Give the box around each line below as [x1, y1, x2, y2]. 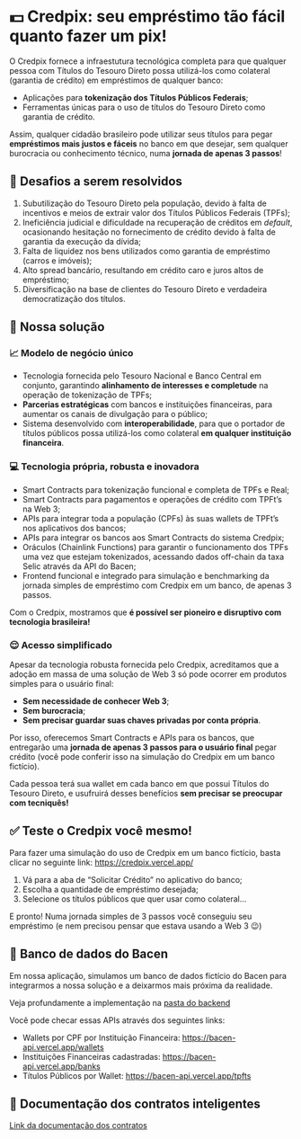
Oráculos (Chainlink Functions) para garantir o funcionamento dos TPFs [22, 541, 289, 552]
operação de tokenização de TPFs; [22, 389, 153, 401]
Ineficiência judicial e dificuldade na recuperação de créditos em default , [22, 217, 293, 227]
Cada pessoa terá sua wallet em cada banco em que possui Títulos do [9, 779, 270, 789]
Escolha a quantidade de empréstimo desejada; [22, 884, 199, 894]
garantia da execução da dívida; [22, 236, 141, 246]
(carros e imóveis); [22, 254, 93, 266]
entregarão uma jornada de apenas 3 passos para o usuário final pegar [9, 742, 277, 752]
